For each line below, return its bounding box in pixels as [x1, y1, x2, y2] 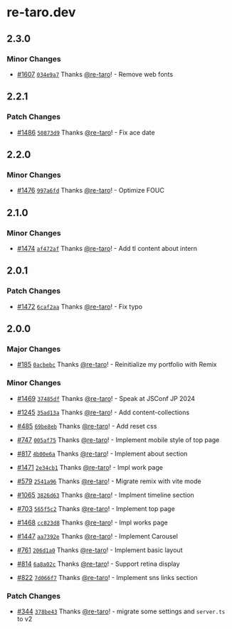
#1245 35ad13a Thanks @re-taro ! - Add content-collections [16, 408, 190, 416]
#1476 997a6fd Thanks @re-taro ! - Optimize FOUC [16, 186, 164, 195]
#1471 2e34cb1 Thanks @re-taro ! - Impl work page [16, 463, 163, 471]
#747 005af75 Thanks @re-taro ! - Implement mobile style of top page [16, 435, 220, 444]
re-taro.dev [6, 4, 76, 21]
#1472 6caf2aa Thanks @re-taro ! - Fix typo [16, 302, 143, 311]
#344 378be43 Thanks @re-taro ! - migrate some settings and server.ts [16, 607, 226, 615]
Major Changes [6, 344, 61, 354]
